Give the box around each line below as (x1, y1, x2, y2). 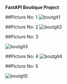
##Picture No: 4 (5, 53, 39, 59)
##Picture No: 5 (5, 63, 39, 69)
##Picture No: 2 (5, 24, 39, 30)
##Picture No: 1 (5, 14, 38, 20)
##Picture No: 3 (5, 34, 39, 39)
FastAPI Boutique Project (5, 5, 59, 10)
